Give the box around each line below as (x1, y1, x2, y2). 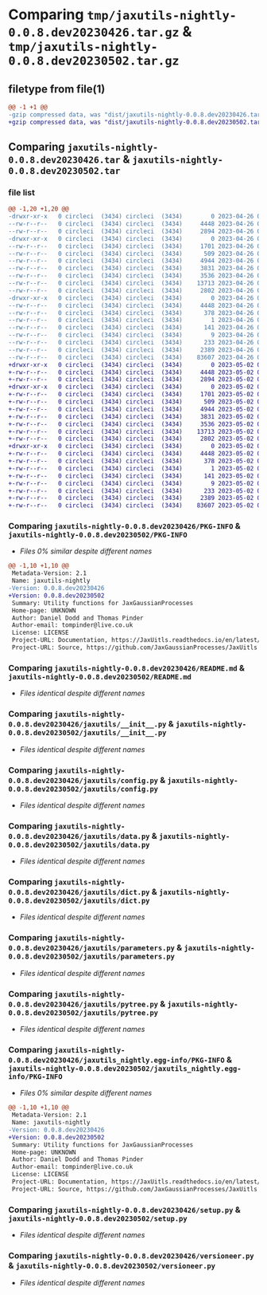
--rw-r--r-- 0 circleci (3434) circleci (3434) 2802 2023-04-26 (8, 286, 254, 294)
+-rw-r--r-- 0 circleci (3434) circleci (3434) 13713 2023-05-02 (8, 427, 254, 435)
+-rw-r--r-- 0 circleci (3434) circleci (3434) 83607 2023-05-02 (8, 502, 254, 510)
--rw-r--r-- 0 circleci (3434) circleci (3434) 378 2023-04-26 (8, 309, 254, 317)
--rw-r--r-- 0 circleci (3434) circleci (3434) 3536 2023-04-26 (8, 272, 254, 280)
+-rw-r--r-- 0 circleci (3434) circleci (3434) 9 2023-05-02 (8, 479, 254, 487)
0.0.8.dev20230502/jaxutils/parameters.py (8, 952, 175, 962)
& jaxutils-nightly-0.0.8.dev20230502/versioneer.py (8, 1260, 216, 1271)
